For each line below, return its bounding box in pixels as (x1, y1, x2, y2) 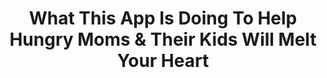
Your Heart (116, 50, 210, 72)
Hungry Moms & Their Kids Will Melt (9, 28, 317, 51)
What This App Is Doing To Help (28, 7, 298, 30)
